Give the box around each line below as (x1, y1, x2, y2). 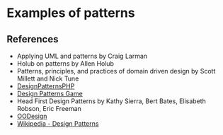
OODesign (16, 112, 47, 120)
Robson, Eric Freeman (16, 105, 82, 112)
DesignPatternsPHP (16, 82, 75, 90)
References (6, 33, 59, 45)
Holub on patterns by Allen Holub (16, 59, 115, 68)
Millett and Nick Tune (16, 74, 79, 83)
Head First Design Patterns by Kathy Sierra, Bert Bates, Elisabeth (16, 97, 206, 105)
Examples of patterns (6, 5, 135, 21)
